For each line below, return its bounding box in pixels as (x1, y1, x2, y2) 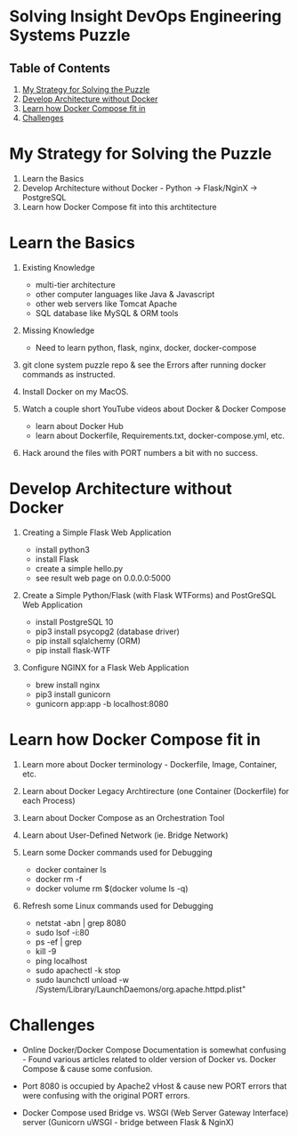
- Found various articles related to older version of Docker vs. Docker (21, 1053, 277, 1065)
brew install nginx (35, 679, 101, 690)
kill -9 (35, 945, 57, 956)
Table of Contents (9, 61, 111, 76)
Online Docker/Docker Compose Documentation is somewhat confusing (21, 1044, 286, 1055)
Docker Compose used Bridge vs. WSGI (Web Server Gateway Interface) (21, 1107, 289, 1118)
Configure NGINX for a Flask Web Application (21, 661, 189, 673)
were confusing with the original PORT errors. (21, 1090, 190, 1100)
